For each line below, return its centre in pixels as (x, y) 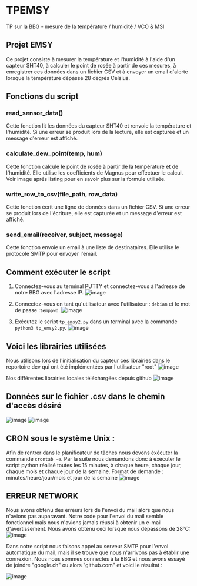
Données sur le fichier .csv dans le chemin (86, 396)
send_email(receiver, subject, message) (65, 235)
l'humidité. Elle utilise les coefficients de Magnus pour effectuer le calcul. (95, 173)
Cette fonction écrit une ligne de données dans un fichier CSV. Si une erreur (98, 207)
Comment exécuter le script (58, 272)
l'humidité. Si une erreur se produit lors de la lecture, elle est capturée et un (98, 132)
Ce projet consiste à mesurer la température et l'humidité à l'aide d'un (91, 59)
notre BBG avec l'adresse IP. (49, 293)
